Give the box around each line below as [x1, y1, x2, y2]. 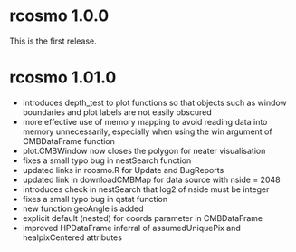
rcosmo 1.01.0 [9, 67, 117, 88]
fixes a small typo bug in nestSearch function [22, 155, 192, 166]
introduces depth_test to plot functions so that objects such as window [22, 97, 287, 108]
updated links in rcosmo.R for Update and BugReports [22, 164, 224, 175]
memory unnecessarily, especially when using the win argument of [22, 126, 273, 137]
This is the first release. [9, 35, 97, 46]
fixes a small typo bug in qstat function [22, 193, 168, 204]
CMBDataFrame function [22, 135, 116, 146]
